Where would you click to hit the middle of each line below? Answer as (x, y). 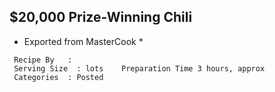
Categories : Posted (58, 77)
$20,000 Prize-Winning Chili (101, 17)
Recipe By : (43, 60)
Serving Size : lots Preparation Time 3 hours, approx (139, 68)
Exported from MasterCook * (83, 41)
